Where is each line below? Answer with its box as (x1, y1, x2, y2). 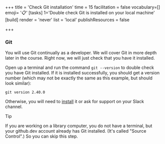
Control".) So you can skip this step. (5, 133, 78, 140)
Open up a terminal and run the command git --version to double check (5, 65, 154, 71)
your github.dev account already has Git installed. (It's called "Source (5, 128, 147, 134)
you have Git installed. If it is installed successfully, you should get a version (5, 70, 160, 76)
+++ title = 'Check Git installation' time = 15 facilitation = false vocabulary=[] (5, 4, 161, 10)
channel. (5, 104, 23, 110)
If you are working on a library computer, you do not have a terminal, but (5, 123, 153, 129)
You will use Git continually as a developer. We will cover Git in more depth (5, 50, 157, 56)
